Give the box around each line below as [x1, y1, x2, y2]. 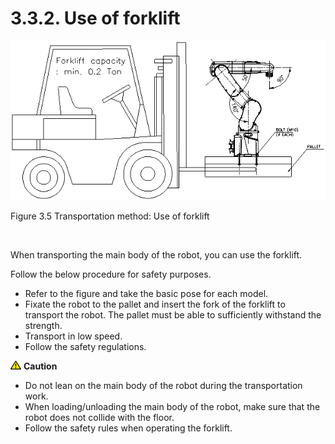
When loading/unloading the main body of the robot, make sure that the [24, 400, 321, 412]
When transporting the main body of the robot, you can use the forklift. [10, 248, 303, 261]
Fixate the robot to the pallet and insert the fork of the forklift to [24, 298, 286, 310]
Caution [23, 360, 58, 372]
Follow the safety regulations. [24, 340, 147, 352]
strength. [24, 319, 63, 331]
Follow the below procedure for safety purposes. [10, 268, 212, 280]
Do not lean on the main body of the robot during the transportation [24, 379, 303, 391]
